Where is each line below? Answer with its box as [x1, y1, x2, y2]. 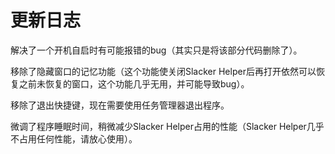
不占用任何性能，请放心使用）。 [10, 132, 138, 145]
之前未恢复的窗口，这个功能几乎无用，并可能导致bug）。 [18, 77, 250, 90]
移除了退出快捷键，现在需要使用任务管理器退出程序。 [10, 99, 230, 111]
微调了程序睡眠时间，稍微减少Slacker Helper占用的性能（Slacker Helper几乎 [10, 120, 325, 132]
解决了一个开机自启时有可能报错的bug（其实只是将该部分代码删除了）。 [10, 44, 303, 56]
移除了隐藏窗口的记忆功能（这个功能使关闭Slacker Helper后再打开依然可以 [10, 65, 317, 77]
